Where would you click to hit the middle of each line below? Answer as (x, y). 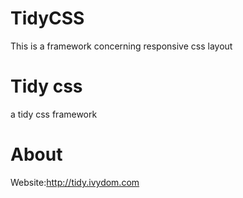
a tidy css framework (54, 114)
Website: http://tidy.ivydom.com (75, 182)
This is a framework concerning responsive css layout (121, 46)
